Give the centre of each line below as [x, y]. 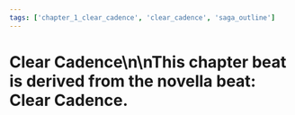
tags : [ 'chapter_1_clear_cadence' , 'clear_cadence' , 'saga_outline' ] [143, 18]
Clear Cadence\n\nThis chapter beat [148, 62]
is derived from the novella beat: [133, 81]
